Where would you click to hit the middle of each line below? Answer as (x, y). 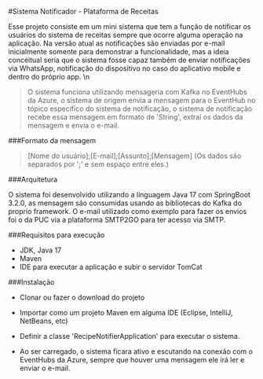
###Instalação (31, 282)
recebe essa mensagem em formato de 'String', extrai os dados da (135, 117)
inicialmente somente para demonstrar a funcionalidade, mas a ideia (119, 52)
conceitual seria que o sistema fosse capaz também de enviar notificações (129, 60)
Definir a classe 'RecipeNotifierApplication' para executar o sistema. (130, 336)
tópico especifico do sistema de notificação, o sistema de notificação (140, 109)
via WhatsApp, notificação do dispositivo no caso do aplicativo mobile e (124, 68)
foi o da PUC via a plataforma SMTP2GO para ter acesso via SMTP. (117, 220)
